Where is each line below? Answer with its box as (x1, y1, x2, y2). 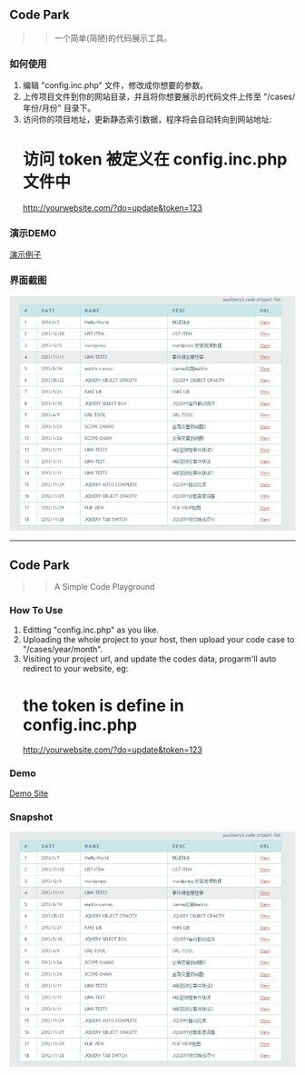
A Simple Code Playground (54, 582, 155, 592)
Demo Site (9, 788, 48, 799)
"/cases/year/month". (22, 644, 103, 655)
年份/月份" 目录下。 (22, 103, 96, 114)
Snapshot (9, 811, 54, 823)
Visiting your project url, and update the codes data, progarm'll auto (22, 653, 277, 664)
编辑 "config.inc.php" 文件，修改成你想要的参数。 (22, 80, 209, 91)
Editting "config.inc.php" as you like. (22, 624, 159, 635)
